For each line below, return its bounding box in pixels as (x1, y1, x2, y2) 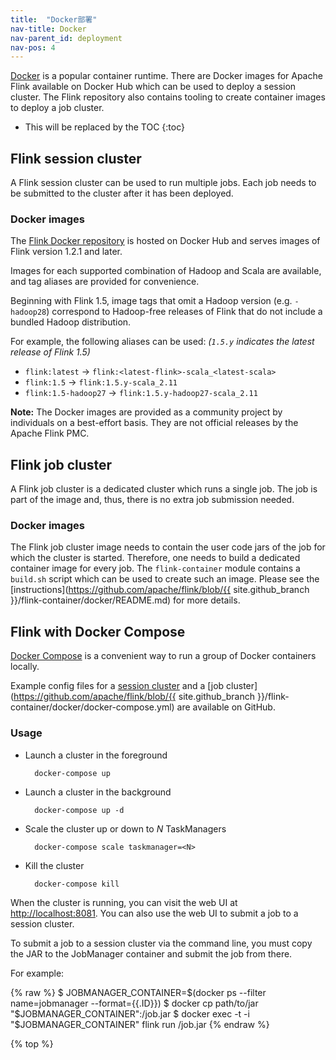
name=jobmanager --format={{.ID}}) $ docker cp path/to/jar (10, 997, 259, 1009)
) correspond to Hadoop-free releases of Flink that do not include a (46, 306, 323, 318)
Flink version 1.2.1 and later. (10, 246, 123, 258)
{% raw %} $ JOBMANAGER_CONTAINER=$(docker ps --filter (10, 986, 267, 998)
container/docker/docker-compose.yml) (10, 701, 175, 713)
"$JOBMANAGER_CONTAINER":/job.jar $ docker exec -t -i (10, 1007, 250, 1020)
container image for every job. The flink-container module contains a (10, 562, 301, 575)
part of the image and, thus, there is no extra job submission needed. (10, 494, 295, 506)
